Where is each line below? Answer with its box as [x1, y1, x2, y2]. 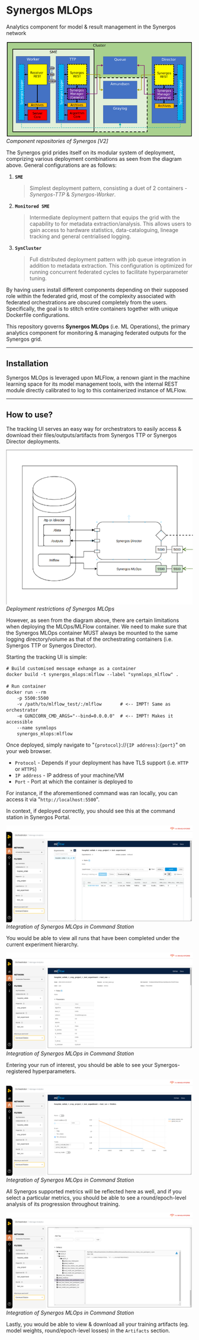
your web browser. [6, 748, 52, 755]
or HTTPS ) [14, 766, 37, 773]
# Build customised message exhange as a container [6, 666, 136, 672]
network [6, 29, 27, 36]
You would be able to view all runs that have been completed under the [6, 934, 179, 941]
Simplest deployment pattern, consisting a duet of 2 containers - [29, 185, 188, 192]
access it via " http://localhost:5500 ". [6, 796, 99, 803]
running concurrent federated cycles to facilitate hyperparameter [29, 268, 188, 276]
